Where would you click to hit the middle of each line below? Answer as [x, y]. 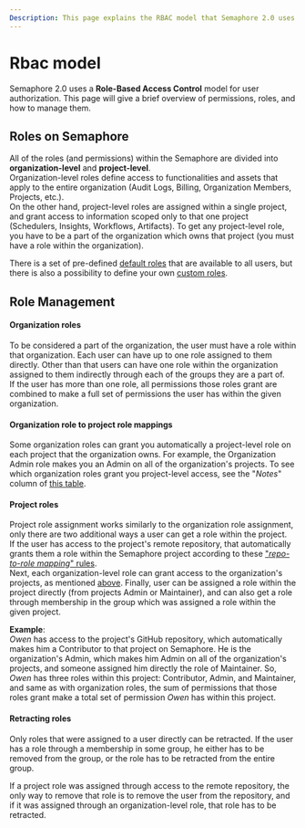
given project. [36, 612]
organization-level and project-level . [80, 168]
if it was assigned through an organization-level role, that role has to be [143, 805]
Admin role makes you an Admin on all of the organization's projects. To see [152, 464]
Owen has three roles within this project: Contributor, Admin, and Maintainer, [153, 678]
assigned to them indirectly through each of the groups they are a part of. [147, 374]
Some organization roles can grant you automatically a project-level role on [150, 445]
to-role [22, 563]
